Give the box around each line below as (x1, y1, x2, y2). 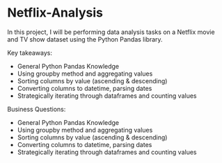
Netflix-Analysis (7, 5, 103, 21)
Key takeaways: (7, 49, 52, 57)
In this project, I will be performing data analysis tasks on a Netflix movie (7, 28, 215, 36)
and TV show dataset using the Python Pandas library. (7, 35, 163, 43)
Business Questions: (7, 105, 66, 113)
